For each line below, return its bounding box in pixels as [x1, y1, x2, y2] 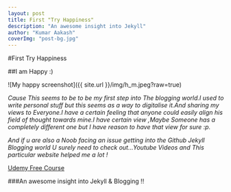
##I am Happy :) [8, 68, 53, 76]
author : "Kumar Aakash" [8, 29, 76, 36]
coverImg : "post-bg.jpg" [8, 36, 79, 42]
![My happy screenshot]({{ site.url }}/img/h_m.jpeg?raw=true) [8, 81, 182, 89]
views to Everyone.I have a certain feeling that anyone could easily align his [8, 109, 223, 117]
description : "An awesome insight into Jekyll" [8, 23, 147, 29]
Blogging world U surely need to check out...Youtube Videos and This [8, 143, 204, 152]
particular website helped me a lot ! [8, 151, 108, 159]
